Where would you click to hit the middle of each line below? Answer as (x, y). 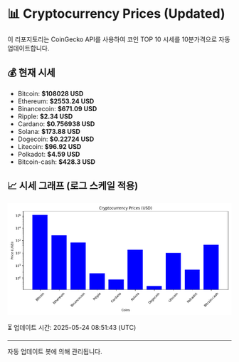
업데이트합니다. (28, 48)
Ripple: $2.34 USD (45, 116)
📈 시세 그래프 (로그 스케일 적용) (73, 186)
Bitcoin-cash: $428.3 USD (57, 162)
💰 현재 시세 (31, 73)
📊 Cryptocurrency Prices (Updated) (116, 14)
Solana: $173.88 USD (49, 131)
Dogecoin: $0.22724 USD (56, 139)
